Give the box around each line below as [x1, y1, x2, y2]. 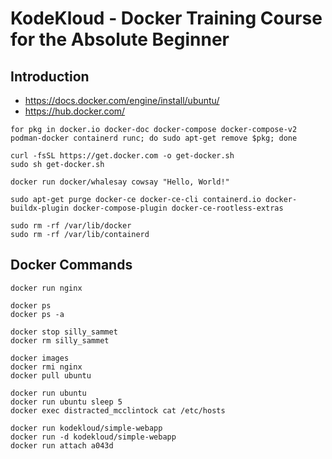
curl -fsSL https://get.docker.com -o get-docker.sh [10, 151, 235, 161]
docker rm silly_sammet [10, 335, 110, 346]
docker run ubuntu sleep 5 [10, 397, 123, 407]
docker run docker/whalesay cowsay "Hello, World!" [10, 177, 230, 187]
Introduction [10, 68, 90, 85]
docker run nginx [10, 283, 83, 293]
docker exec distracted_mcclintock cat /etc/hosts [10, 405, 226, 416]
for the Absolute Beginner [10, 28, 230, 51]
